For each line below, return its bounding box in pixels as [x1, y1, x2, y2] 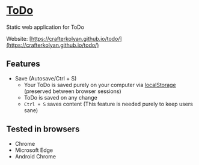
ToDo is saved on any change [23, 94, 97, 101]
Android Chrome [14, 152, 56, 160]
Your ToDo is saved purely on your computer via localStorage [23, 81, 176, 88]
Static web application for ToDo [6, 23, 84, 31]
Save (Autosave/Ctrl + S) [14, 74, 77, 82]
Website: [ [6, 35, 32, 42]
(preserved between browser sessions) [23, 88, 121, 95]
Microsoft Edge [14, 146, 54, 154]
